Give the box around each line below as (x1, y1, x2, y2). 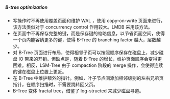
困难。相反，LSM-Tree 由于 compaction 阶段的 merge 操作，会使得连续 (12, 62, 163, 68)
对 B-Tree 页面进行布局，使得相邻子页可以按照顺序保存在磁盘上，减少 (12, 49, 159, 56)
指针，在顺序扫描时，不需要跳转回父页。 (12, 81, 98, 87)
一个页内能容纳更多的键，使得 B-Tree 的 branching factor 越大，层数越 (12, 36, 161, 43)
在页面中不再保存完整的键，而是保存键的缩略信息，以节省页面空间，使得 (12, 30, 165, 36)
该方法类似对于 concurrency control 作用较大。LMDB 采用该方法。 (12, 23, 153, 30)
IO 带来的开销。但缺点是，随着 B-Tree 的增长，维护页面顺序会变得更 (18, 56, 162, 62)
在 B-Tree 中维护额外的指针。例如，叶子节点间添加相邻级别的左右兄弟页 (12, 75, 164, 81)
